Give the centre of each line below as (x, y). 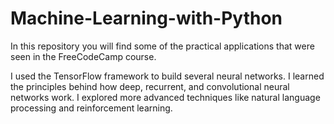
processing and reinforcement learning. (91, 108)
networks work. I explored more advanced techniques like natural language (165, 97)
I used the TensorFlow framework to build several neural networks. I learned (167, 76)
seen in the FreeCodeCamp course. (83, 56)
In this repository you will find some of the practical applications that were (162, 46)
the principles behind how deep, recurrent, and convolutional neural (150, 86)
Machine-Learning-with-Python (146, 18)
